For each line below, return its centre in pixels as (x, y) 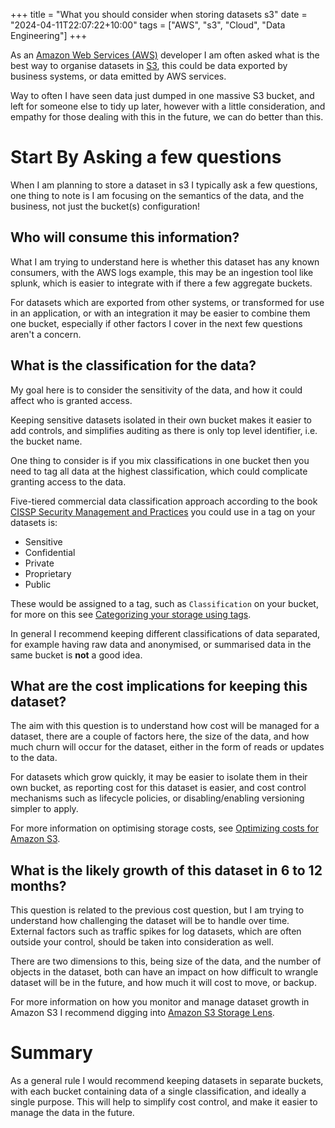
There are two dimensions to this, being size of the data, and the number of (166, 961)
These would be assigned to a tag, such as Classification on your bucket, (164, 603)
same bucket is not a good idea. (76, 655)
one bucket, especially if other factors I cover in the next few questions (156, 323)
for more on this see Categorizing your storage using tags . (131, 614)
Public (38, 584)
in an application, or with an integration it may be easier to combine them (160, 313)
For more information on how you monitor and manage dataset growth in (160, 1002)
